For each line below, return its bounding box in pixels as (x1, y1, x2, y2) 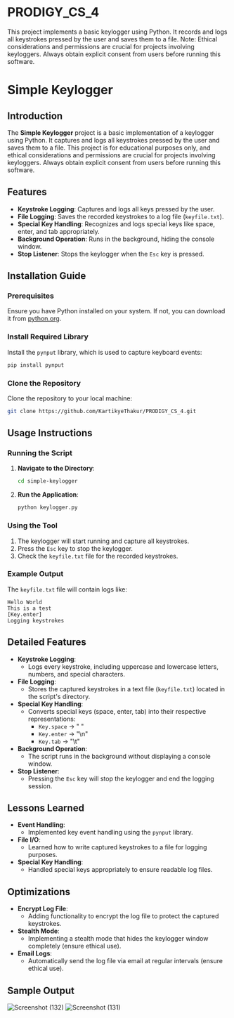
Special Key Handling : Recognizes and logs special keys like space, (17, 219, 216, 228)
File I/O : (17, 835, 41, 844)
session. (27, 781, 53, 790)
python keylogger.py (17, 504, 78, 511)
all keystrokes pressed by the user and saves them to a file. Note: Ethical (7, 34, 218, 43)
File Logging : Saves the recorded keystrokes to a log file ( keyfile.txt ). (17, 212, 224, 221)
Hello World (7, 599, 42, 606)
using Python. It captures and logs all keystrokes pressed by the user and (7, 136, 220, 144)
